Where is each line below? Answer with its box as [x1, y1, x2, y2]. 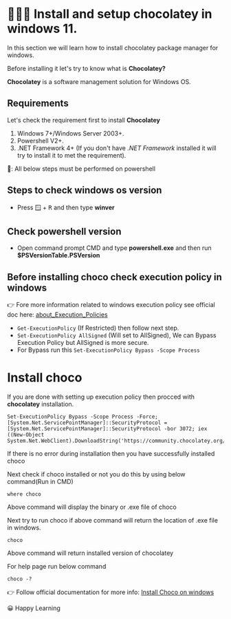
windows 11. [7, 21, 78, 36]
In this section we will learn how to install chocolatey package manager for [7, 43, 219, 52]
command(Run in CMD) [7, 478, 74, 486]
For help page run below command [7, 563, 107, 571]
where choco [7, 491, 41, 498]
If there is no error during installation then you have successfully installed [7, 450, 215, 458]
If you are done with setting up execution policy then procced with [7, 392, 195, 401]
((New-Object [7, 432, 45, 439]
